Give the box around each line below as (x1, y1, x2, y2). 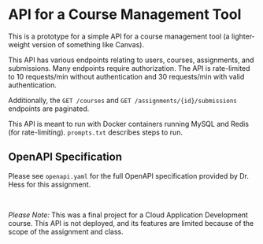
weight (8, 39, 31, 49)
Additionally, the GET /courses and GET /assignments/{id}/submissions (8, 95, 238, 105)
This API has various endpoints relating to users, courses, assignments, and (8, 55, 254, 65)
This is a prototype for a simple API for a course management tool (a (8, 31, 230, 41)
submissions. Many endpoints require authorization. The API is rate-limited (8, 63, 250, 72)
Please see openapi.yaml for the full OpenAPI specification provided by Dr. (8, 171, 250, 180)
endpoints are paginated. (8, 104, 90, 113)
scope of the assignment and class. (8, 227, 124, 236)
